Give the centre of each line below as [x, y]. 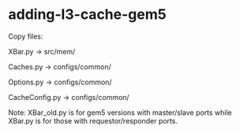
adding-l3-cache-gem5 [88, 15]
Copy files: [26, 36]
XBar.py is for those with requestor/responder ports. [93, 120]
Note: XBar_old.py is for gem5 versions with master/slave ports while [120, 113]
